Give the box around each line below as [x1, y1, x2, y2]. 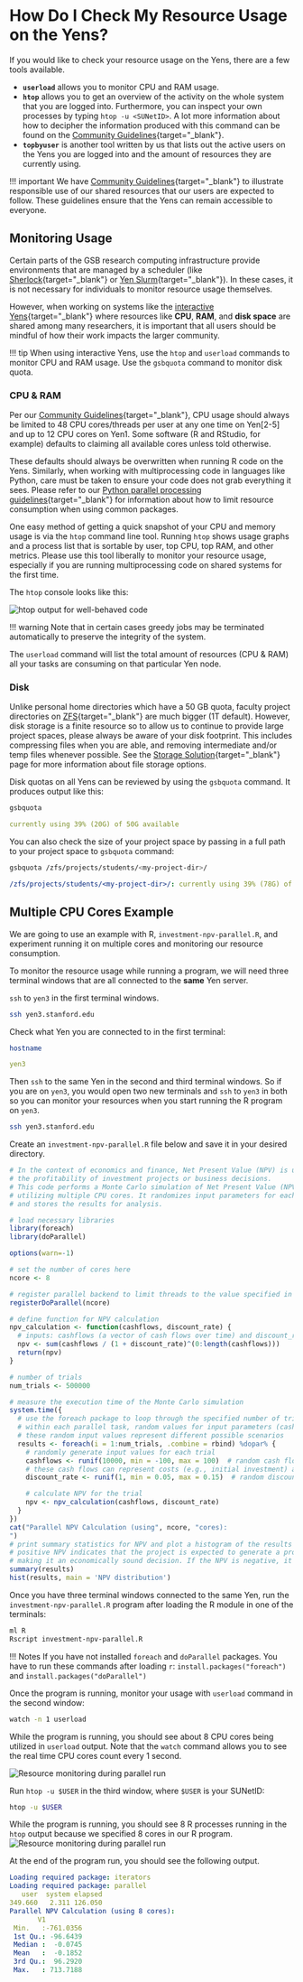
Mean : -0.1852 [13, 1949, 83, 1958]
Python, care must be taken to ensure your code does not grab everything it [9, 475, 291, 486]
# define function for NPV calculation [9, 1315, 160, 1324]
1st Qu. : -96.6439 [13, 1931, 83, 1941]
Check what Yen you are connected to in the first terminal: [9, 1026, 226, 1037]
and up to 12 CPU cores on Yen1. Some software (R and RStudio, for [9, 429, 262, 440]
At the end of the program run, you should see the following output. [9, 1856, 260, 1866]
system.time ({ [9, 1406, 63, 1415]
